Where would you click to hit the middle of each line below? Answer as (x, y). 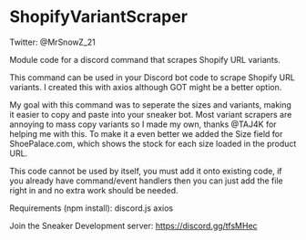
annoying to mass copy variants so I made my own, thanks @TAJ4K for (143, 124)
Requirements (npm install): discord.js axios (92, 208)
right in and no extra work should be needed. (94, 190)
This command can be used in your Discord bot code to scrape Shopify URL (153, 77)
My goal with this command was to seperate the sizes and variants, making (150, 104)
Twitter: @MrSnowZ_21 (52, 42)
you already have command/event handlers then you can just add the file (147, 181)
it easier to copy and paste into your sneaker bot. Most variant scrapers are (151, 114)
